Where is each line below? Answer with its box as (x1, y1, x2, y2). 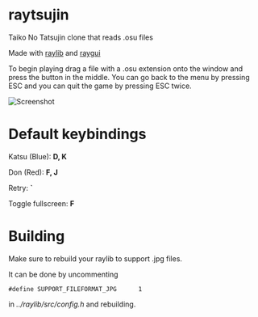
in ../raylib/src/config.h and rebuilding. (8, 299, 136, 309)
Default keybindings (8, 125, 147, 143)
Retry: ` (8, 183, 33, 192)
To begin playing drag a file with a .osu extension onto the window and (8, 63, 243, 74)
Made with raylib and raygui (8, 48, 101, 57)
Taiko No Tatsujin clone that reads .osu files (8, 32, 153, 42)
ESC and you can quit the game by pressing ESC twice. (8, 81, 192, 91)
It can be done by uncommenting (8, 269, 119, 279)
